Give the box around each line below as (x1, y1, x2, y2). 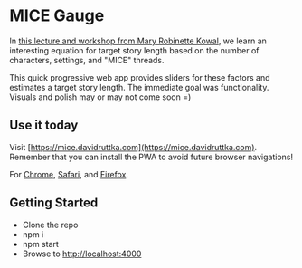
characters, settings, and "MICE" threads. (9, 54, 165, 65)
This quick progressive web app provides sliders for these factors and (9, 72, 270, 82)
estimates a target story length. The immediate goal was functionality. (9, 81, 269, 92)
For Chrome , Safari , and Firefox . (9, 168, 129, 179)
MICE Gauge (9, 5, 105, 26)
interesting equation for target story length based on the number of (9, 44, 260, 55)
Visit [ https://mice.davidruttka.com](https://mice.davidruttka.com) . (9, 141, 258, 152)
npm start (22, 238, 59, 249)
